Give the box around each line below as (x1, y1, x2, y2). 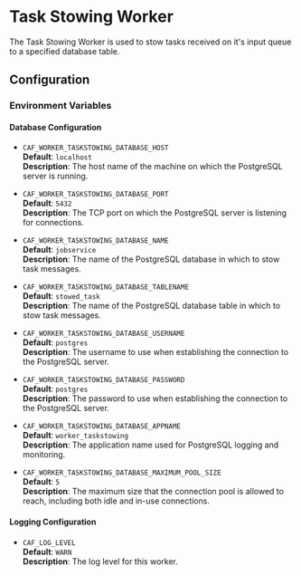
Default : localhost (22, 151, 92, 162)
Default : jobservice (22, 245, 97, 255)
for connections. (22, 217, 84, 228)
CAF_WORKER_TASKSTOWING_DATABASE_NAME (22, 236, 169, 245)
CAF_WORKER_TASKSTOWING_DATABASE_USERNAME (22, 329, 185, 339)
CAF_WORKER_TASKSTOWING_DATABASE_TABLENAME (22, 283, 190, 292)
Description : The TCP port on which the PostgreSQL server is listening (22, 207, 287, 218)
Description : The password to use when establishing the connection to (22, 393, 288, 404)
